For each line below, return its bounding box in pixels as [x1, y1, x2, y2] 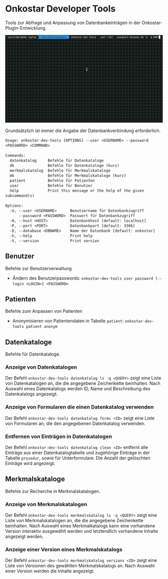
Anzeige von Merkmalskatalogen [5, 501, 87, 508]
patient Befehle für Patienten [9, 178, 95, 183]
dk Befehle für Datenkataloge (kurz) [9, 163, 120, 168]
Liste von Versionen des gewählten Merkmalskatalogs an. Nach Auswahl [5, 563, 155, 569]
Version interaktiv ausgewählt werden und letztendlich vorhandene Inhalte [5, 528, 158, 534]
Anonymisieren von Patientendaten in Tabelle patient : [12, 318, 124, 324]
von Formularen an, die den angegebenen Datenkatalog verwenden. [5, 420, 146, 426]
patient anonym [25, 324, 57, 329]
